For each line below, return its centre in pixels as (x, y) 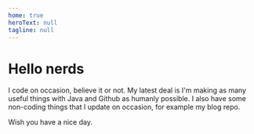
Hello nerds (46, 69)
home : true (26, 15)
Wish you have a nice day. (50, 122)
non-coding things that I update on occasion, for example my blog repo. (124, 107)
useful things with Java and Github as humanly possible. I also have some (127, 99)
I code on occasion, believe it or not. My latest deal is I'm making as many (127, 90)
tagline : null (31, 30)
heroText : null (33, 23)
